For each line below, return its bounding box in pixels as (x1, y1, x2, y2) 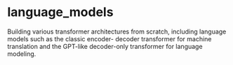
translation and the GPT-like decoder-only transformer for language (7, 42, 203, 50)
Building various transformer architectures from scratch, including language (7, 27, 227, 36)
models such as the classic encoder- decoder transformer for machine (7, 34, 212, 43)
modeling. (7, 50, 36, 58)
